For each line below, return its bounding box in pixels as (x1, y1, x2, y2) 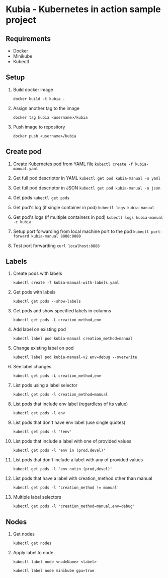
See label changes (13, 364, 52, 370)
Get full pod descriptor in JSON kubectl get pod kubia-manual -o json (13, 184, 160, 190)
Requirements (6, 34, 51, 43)
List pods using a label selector (13, 382, 78, 389)
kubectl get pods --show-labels (13, 299, 81, 304)
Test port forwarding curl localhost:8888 (13, 243, 100, 249)
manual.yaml (13, 166, 38, 171)
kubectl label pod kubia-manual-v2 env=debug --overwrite (13, 355, 137, 360)
